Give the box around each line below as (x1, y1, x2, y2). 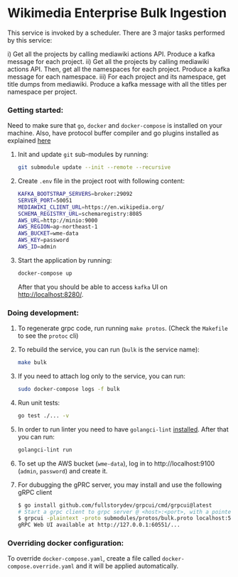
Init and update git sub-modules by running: (17, 150, 149, 159)
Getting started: (7, 105, 64, 115)
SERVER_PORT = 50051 (17, 197, 72, 204)
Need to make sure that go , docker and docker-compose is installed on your (7, 121, 222, 130)
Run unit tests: (17, 398, 60, 407)
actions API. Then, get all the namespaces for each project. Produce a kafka (7, 65, 230, 73)
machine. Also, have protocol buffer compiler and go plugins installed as (7, 129, 219, 138)
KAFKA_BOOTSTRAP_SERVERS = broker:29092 (17, 190, 133, 198)
